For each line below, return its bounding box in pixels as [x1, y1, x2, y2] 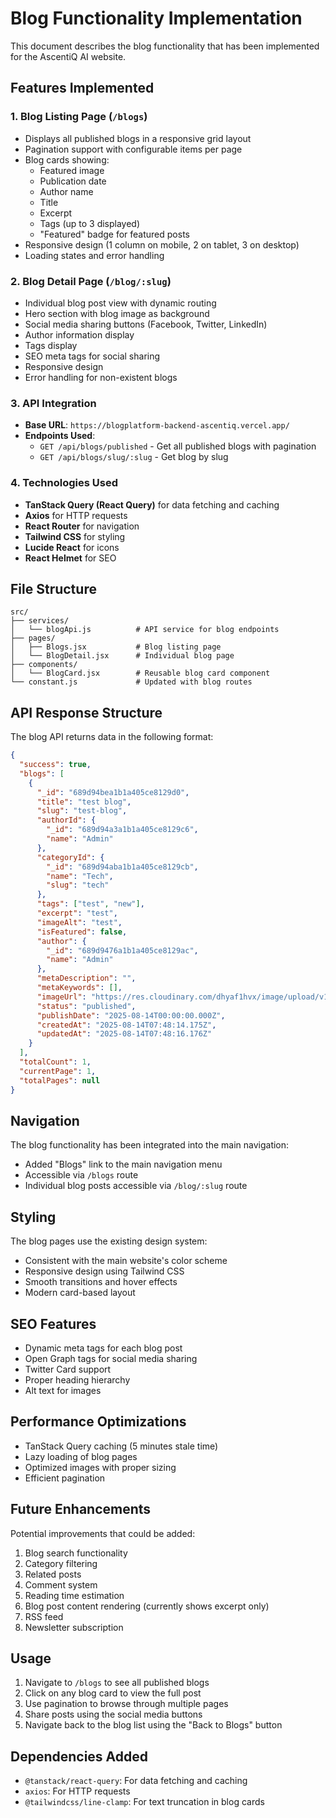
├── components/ [10, 660, 78, 670]
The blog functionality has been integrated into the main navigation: [10, 1139, 290, 1151]
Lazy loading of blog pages [24, 1450, 138, 1462]
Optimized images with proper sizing [24, 1461, 177, 1473]
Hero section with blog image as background [24, 307, 210, 319]
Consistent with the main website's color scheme [24, 1255, 228, 1267]
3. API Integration [10, 396, 97, 410]
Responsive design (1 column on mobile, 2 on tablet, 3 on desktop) [24, 238, 300, 251]
